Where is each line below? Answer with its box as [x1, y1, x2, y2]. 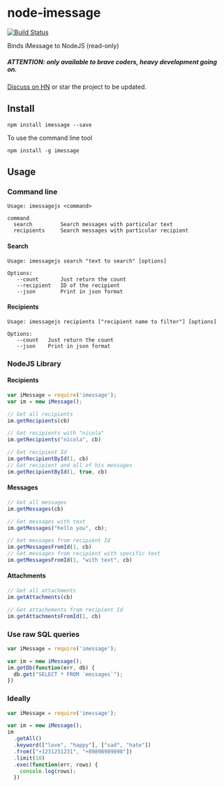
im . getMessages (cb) [7, 505, 64, 513]
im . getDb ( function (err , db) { [7, 664, 96, 671]
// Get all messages [7, 499, 68, 506]
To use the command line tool [7, 133, 93, 142]
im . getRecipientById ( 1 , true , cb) [7, 468, 108, 476]
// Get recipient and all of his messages [7, 462, 133, 469]
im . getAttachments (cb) [7, 594, 73, 601]
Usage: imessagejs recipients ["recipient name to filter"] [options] [7, 318, 217, 325]
